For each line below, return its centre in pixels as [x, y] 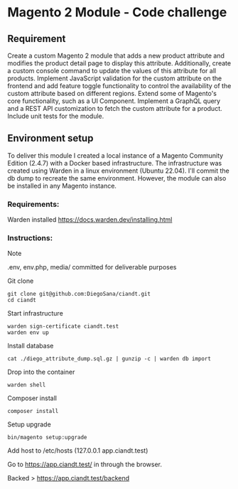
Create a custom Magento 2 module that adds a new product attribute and [116, 55]
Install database [31, 346]
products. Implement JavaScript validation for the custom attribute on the [115, 78]
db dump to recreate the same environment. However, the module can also [117, 178]
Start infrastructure [36, 313]
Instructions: [30, 238]
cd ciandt [22, 300]
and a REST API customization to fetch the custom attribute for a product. [115, 108]
